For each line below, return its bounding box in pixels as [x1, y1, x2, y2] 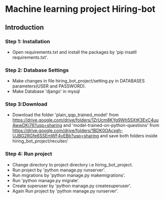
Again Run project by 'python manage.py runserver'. [12, 188, 119, 194]
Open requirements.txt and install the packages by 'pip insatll [12, 49, 137, 55]
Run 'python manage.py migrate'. [12, 177, 80, 183]
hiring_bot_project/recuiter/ [12, 138, 68, 144]
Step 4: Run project [5, 151, 53, 158]
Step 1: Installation [5, 38, 50, 45]
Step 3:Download [5, 101, 48, 108]
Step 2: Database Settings [5, 67, 69, 74]
